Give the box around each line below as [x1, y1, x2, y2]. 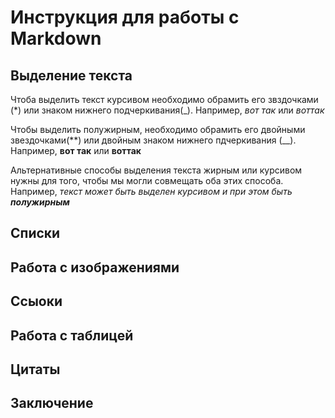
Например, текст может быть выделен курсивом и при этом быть [10, 186, 293, 197]
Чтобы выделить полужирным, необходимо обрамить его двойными [10, 124, 306, 135]
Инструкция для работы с [10, 6, 240, 29]
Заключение [10, 395, 94, 412]
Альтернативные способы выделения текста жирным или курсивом [10, 164, 303, 176]
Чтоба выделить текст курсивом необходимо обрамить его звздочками [10, 94, 319, 105]
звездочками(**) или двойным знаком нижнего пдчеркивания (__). [10, 134, 297, 146]
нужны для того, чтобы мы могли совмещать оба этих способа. [10, 175, 284, 186]
